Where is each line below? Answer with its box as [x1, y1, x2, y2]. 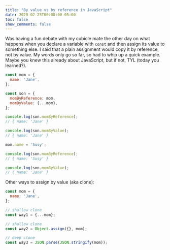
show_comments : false [5, 21, 51, 27]
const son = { [5, 91, 36, 96]
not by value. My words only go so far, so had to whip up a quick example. [5, 52, 161, 58]
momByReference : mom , [10, 96, 56, 101]
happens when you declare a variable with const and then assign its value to [5, 41, 165, 47]
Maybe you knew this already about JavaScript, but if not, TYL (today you [5, 57, 159, 64]
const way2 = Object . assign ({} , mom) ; [5, 226, 87, 231]
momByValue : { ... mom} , [10, 100, 58, 106]
